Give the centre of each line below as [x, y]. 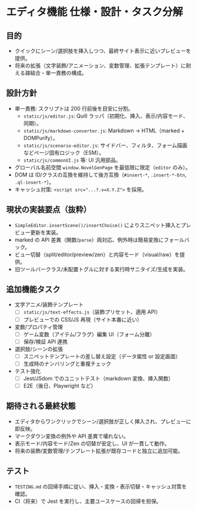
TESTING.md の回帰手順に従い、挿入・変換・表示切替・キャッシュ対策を [101, 486]
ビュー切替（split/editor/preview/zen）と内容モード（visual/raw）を [97, 254]
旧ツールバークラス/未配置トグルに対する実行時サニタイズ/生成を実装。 [101, 269]
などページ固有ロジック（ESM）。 [64, 152]
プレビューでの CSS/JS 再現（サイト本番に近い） [83, 319]
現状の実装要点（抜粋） [49, 210]
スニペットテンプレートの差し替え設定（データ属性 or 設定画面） [102, 356]
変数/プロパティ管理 [39, 326]
